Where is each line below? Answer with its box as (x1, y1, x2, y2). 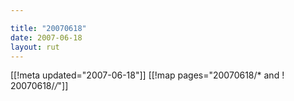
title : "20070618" (10, 23, 87, 33)
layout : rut (10, 42, 60, 52)
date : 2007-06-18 (10, 32, 83, 43)
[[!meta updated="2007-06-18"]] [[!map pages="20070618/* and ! (10, 69, 285, 81)
